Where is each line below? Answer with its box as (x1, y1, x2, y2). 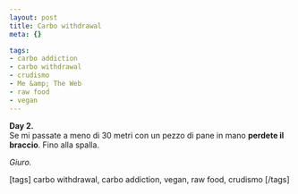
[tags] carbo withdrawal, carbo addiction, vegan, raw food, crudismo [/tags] (9, 173, 290, 184)
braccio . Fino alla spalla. (9, 139, 100, 150)
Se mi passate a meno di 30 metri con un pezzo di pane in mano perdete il (9, 130, 285, 140)
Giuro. (9, 156, 32, 167)
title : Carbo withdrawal (9, 21, 102, 30)
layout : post (9, 13, 58, 22)
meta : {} (9, 30, 42, 38)
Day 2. (9, 120, 34, 131)
